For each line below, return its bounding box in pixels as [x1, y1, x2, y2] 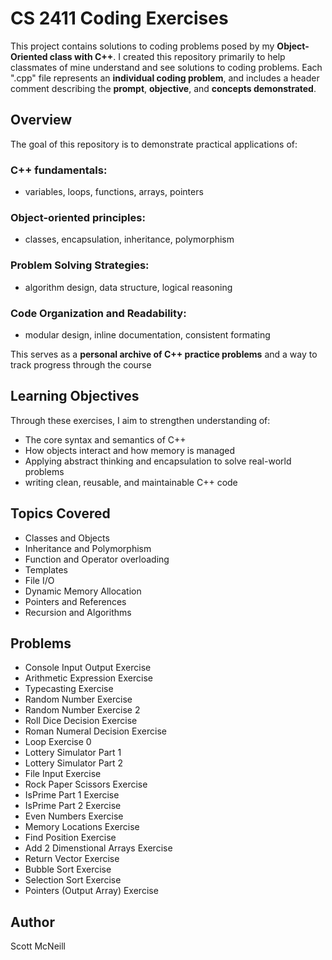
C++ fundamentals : [10, 163, 108, 177]
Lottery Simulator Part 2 [24, 757, 124, 769]
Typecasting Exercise [24, 683, 114, 695]
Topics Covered [10, 505, 111, 522]
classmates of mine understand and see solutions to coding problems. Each [10, 61, 323, 73]
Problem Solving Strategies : [10, 258, 150, 272]
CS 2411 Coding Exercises [10, 7, 229, 30]
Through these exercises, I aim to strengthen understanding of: [10, 414, 271, 426]
